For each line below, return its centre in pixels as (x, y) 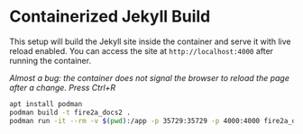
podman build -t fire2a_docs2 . (70, 112)
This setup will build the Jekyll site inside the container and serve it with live (150, 41)
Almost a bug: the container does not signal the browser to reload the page (150, 77)
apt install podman (46, 104)
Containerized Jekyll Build (110, 17)
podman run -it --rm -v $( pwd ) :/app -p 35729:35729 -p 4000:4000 (134, 121)
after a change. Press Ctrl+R (63, 87)
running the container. (50, 60)
